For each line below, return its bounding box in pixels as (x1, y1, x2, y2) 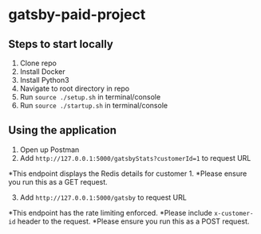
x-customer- (214, 209, 254, 217)
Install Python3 (19, 76, 69, 84)
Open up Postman (19, 145, 80, 154)
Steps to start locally (8, 37, 113, 51)
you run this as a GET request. (8, 177, 108, 186)
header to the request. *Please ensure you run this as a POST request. (17, 216, 250, 226)
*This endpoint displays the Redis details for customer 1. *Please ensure (8, 169, 247, 178)
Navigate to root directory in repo (19, 84, 130, 93)
